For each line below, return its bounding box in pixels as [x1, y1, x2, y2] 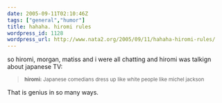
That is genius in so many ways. [7, 88, 99, 97]
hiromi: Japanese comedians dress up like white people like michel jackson [24, 76, 205, 84]
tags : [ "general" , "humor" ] [7, 17, 85, 24]
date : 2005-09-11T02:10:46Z [7, 10, 89, 17]
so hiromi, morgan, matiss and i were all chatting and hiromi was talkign [7, 55, 212, 63]
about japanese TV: [7, 63, 63, 71]
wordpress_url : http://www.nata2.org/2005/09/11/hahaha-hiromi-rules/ [7, 36, 216, 43]
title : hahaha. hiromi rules [7, 23, 92, 30]
